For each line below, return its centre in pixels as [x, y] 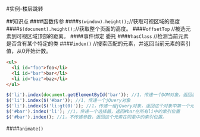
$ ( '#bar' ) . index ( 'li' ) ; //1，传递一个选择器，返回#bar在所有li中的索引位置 [93, 111]
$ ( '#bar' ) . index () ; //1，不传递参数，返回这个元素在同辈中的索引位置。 [87, 117]
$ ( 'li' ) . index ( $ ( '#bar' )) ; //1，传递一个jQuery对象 [68, 101]
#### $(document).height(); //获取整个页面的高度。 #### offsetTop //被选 [96, 29]
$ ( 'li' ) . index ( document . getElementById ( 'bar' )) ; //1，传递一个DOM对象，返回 [99, 95]
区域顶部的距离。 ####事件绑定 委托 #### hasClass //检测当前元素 [108, 36]
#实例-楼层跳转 [25, 9]
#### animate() [25, 128]
